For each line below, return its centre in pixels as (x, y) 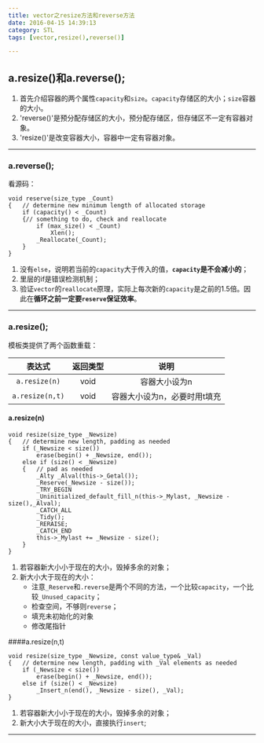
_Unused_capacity (67, 597)
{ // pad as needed (57, 469)
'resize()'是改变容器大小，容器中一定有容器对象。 (99, 137)
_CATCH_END (54, 531)
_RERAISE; (52, 524)
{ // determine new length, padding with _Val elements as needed (123, 663)
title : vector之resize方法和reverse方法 (71, 15)
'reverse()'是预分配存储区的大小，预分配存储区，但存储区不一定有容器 (132, 118)
